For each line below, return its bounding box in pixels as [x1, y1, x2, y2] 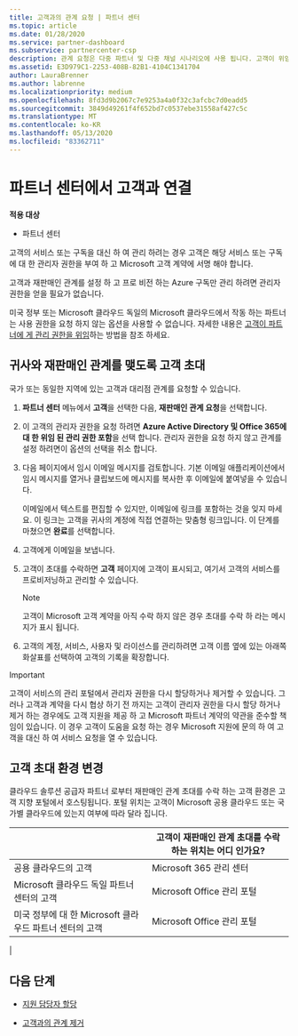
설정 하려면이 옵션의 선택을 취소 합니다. [21, 443, 158, 454]
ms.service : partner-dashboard [9, 37, 125, 47]
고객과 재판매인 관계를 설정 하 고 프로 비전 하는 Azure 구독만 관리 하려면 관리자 [9, 277, 281, 287]
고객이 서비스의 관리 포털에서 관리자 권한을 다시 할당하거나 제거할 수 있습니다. [9, 687, 277, 698]
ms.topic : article [9, 21, 77, 30]
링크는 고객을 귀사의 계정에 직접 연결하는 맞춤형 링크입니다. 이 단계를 [43, 514, 280, 525]
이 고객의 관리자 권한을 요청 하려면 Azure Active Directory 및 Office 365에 [21, 421, 287, 431]
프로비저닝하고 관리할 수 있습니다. [21, 574, 139, 585]
